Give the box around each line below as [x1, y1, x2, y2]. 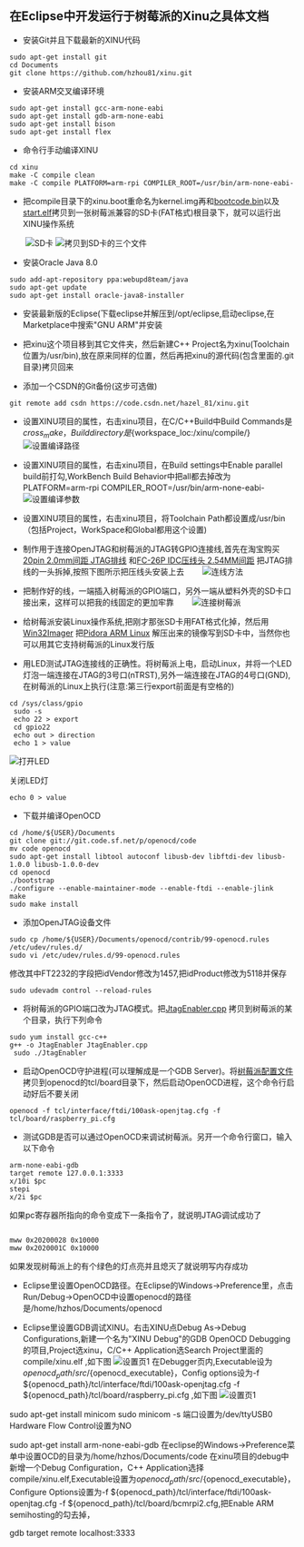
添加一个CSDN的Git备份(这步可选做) [22, 380, 158, 391]
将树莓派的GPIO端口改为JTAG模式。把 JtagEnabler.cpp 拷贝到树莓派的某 [22, 1002, 293, 1014]
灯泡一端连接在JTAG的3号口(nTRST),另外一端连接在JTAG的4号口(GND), [22, 669, 291, 680]
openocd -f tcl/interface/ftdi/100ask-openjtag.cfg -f [9, 1106, 221, 1115]
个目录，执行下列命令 [22, 1014, 103, 1025]
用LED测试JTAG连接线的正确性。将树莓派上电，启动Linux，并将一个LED [22, 657, 292, 669]
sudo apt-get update [9, 282, 88, 292]
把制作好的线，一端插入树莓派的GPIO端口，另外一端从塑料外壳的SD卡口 [22, 585, 292, 596]
